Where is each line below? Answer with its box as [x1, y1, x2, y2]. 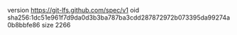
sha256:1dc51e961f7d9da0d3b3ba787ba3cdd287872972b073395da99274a [7, 13, 231, 22]
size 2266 [41, 21, 71, 29]
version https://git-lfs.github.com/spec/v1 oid [7, 6, 140, 14]
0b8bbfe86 [7, 21, 40, 29]
